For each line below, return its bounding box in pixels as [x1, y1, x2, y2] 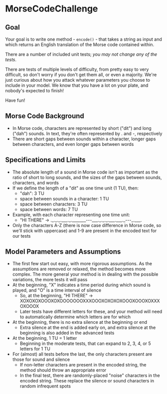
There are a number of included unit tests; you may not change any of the [5, 51, 158, 57]
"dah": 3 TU [19, 190, 45, 196]
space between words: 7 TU [19, 206, 78, 212]
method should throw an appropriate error [19, 367, 107, 373]
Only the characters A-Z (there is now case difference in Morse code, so [12, 222, 162, 228]
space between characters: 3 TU [19, 201, 88, 207]
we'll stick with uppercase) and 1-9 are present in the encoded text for [12, 228, 157, 234]
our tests [12, 233, 31, 239]
